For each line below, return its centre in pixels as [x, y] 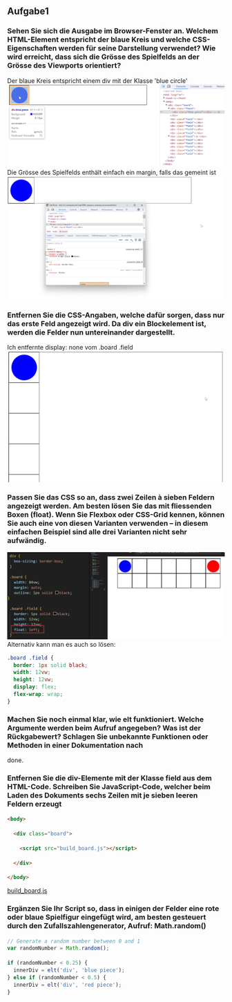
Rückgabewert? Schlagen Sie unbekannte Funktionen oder [108, 737]
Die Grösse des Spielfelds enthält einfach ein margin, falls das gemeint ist [112, 173]
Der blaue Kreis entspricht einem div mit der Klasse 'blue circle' [97, 81]
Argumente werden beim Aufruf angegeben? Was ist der [104, 728]
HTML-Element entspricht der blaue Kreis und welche [99, 39]
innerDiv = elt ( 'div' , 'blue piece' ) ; [69, 970]
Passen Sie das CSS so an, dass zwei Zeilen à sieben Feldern [111, 498]
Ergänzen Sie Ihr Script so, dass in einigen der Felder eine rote [113, 909]
